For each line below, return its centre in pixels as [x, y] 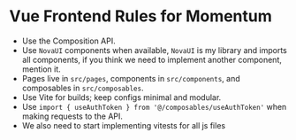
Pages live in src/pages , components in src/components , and [131, 78]
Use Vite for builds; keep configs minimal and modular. [121, 97]
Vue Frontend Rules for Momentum [140, 16]
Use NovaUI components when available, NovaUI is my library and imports [154, 50]
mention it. [42, 69]
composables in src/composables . [83, 88]
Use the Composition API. [69, 41]
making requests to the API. [72, 116]
